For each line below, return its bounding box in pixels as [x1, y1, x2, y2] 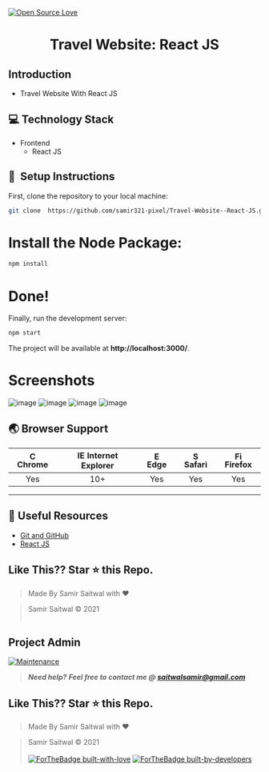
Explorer [81, 460, 114, 471]
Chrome [17, 459, 49, 470]
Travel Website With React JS [19, 89, 118, 98]
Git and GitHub [19, 530, 70, 540]
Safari [183, 459, 208, 470]
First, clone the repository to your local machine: [8, 191, 168, 200]
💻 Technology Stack [8, 113, 114, 127]
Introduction [8, 67, 72, 81]
